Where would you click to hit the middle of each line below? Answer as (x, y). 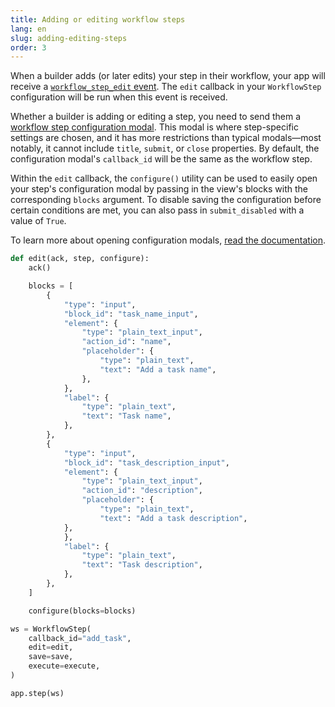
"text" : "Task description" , (142, 565)
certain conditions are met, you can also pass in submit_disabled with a (157, 210)
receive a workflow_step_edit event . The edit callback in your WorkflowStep (166, 87)
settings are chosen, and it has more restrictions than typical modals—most (166, 138)
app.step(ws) (37, 693)
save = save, (51, 657)
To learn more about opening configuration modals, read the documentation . (168, 240)
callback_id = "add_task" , (80, 638)
